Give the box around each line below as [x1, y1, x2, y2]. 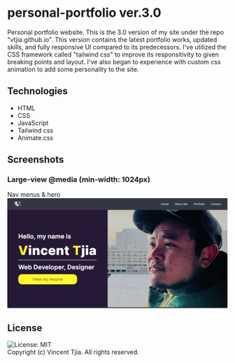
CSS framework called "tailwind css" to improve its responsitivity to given [7, 50, 219, 59]
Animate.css [17, 133, 54, 142]
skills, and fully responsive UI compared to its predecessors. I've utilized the [7, 43, 227, 51]
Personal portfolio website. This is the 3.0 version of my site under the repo [7, 28, 225, 36]
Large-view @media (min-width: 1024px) [7, 175, 150, 184]
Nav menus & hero [7, 191, 61, 199]
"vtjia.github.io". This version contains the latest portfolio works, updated [7, 35, 218, 43]
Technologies [7, 85, 69, 97]
